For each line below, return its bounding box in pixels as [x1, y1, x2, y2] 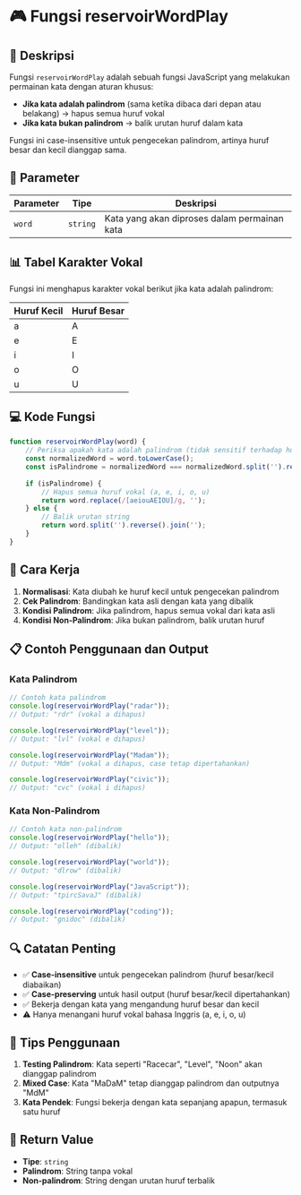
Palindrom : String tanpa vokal [21, 1165, 133, 1176]
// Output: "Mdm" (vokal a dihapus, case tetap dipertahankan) [9, 759, 251, 768]
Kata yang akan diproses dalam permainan [104, 211, 284, 224]
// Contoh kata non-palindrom [9, 825, 123, 834]
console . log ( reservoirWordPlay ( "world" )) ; [9, 858, 170, 867]
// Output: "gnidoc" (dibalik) [9, 915, 126, 924]
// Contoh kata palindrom [9, 693, 106, 702]
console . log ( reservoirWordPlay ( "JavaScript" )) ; [9, 882, 191, 891]
